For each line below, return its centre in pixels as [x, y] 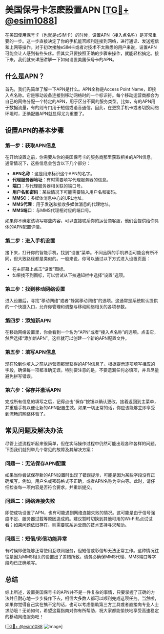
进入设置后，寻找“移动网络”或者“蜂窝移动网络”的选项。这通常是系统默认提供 [82, 301]
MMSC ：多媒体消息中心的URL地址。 [49, 198]
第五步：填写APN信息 [31, 352]
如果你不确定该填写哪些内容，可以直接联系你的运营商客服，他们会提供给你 [80, 221]
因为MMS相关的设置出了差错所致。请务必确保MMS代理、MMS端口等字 [85, 557]
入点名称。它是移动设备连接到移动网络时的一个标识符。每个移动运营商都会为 [82, 95]
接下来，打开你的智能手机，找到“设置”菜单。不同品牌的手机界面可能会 [75, 252]
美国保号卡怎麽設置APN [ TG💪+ [67, 10]
